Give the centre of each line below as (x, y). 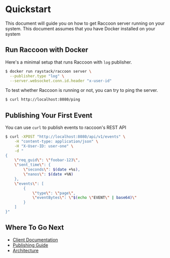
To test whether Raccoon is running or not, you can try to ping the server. (82, 90)
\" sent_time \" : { (33, 165)
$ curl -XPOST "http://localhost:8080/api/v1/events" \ (65, 137)
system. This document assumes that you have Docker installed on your (80, 28)
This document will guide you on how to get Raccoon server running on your (85, 23)
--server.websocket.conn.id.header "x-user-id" (61, 81)
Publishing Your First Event (49, 115)
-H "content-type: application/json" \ (56, 141)
